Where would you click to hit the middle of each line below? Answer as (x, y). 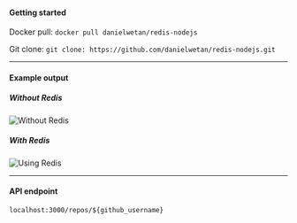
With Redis (30, 141)
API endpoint (34, 191)
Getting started (38, 12)
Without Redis (36, 98)
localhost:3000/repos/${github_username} (87, 210)
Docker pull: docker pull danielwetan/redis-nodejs (103, 32)
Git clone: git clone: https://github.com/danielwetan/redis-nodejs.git (142, 50)
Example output (39, 77)
